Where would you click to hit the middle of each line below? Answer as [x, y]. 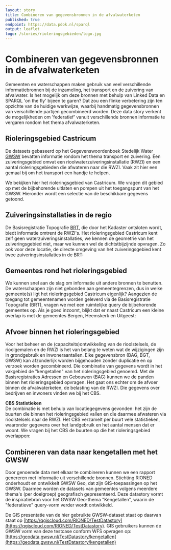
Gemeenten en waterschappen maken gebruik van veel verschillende [78, 84]
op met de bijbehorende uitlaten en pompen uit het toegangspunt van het [82, 188]
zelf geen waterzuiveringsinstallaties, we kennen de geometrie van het [80, 238]
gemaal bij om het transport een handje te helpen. [58, 173]
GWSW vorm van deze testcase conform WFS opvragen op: [68, 531]
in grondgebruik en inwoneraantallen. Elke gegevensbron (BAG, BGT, [78, 355]
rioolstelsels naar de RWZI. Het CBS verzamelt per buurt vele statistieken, [82, 420]
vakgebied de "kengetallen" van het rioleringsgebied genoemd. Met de [80, 372]
